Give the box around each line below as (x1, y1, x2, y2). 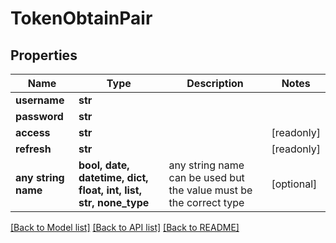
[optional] (271, 177, 318, 191)
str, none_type (78, 196, 150, 209)
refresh (15, 142, 52, 156)
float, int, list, (78, 183, 142, 197)
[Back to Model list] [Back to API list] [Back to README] (10, 222, 240, 233)
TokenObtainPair (10, 7, 153, 30)
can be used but (168, 171, 245, 184)
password (15, 110, 64, 123)
